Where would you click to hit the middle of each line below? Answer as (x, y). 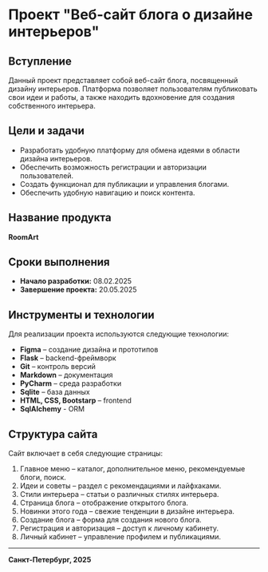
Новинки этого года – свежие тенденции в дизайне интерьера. (127, 511)
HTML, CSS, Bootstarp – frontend (75, 400)
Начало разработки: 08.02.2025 (76, 281)
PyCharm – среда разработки (71, 383)
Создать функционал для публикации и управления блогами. (124, 184)
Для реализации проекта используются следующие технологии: (119, 334)
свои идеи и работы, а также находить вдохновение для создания (122, 97)
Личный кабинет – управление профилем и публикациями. (120, 537)
